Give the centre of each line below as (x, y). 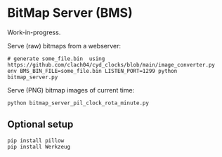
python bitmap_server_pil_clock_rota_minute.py (78, 103)
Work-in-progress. (34, 32)
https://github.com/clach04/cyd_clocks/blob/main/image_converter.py (111, 64)
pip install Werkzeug (39, 146)
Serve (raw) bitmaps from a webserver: (64, 46)
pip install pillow (36, 141)
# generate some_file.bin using (56, 59)
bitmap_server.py (33, 77)
